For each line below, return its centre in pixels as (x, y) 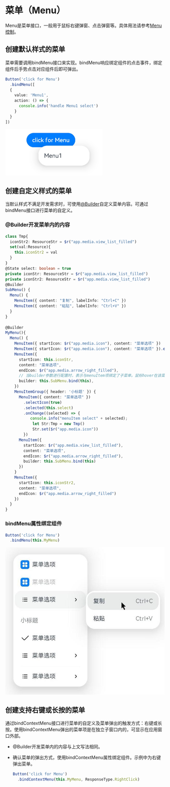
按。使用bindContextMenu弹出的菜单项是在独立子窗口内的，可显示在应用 (81, 730)
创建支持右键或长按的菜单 (45, 710)
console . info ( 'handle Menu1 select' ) (58, 106)
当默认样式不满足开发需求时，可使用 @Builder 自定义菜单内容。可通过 (77, 204)
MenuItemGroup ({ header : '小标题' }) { (55, 392)
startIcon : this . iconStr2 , (47, 483)
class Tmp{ (17, 236)
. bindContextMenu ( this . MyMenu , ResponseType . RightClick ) (79, 780)
